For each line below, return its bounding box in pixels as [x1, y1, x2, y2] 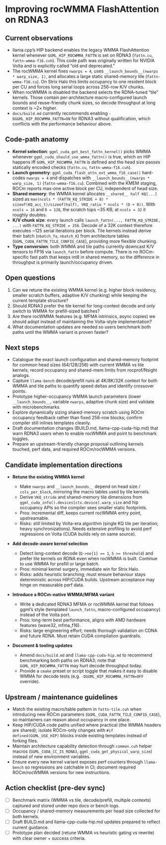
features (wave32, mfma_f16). [19, 622, 81, 628]
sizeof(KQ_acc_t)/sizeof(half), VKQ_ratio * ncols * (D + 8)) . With [12, 201, 156, 207]
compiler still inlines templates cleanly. [12, 420, 91, 426]
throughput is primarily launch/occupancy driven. [12, 259, 113, 265]
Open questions [5, 274, 55, 282]
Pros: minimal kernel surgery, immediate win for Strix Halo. [19, 566, 140, 572]
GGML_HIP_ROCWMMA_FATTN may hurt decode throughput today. [19, 663, 143, 669]
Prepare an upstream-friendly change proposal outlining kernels [12, 441, 144, 447]
